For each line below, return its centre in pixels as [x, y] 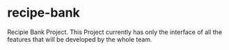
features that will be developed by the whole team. [80, 39]
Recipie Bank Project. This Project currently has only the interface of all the [115, 32]
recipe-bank [44, 13]
